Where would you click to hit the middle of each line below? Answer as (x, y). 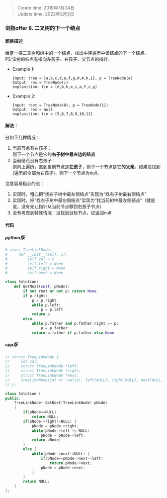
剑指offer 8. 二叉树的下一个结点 (43, 28)
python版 (15, 237)
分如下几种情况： (23, 138)
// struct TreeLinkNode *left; (42, 366)
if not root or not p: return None (60, 291)
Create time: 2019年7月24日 (46, 8)
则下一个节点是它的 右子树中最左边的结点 (54, 154)
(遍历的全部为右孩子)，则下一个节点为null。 (57, 173)
